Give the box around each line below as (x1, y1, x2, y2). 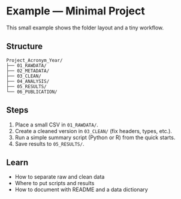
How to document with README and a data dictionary (14, 186, 148, 193)
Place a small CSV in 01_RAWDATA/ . (14, 121, 99, 128)
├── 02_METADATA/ (6, 68, 50, 74)
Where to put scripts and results (14, 180, 95, 187)
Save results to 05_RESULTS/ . (14, 140, 85, 147)
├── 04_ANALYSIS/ (6, 78, 50, 85)
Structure (6, 41, 43, 52)
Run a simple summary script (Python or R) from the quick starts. (14, 134, 176, 141)
